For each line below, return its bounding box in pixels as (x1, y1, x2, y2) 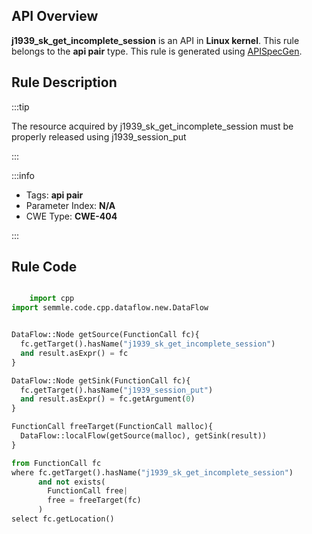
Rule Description (11, 74, 118, 91)
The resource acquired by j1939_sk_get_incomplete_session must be (11, 120, 294, 132)
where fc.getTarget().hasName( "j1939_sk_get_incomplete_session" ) (11, 467, 294, 478)
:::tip (11, 100, 30, 113)
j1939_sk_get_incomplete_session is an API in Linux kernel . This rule (11, 34, 300, 46)
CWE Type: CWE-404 (25, 210, 118, 222)
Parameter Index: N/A (25, 199, 116, 211)
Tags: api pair (25, 189, 84, 201)
